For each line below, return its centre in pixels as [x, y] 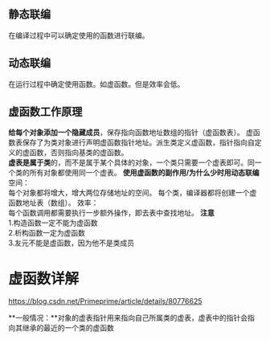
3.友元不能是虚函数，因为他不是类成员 [72, 243]
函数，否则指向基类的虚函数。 [79, 153]
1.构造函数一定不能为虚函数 [53, 223]
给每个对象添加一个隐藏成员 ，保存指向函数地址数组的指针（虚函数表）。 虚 [131, 133]
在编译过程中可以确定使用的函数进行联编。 [79, 35]
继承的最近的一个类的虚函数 [68, 328]
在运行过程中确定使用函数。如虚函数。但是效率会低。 [96, 84]
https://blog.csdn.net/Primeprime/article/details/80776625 [105, 301]
